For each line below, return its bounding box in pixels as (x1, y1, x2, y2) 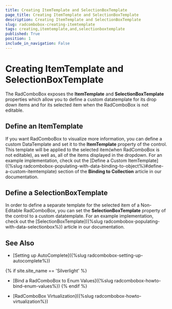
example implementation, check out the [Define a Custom (5, 157, 127, 163)
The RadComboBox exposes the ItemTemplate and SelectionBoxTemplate (5, 91, 164, 97)
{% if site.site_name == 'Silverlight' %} (5, 267, 87, 274)
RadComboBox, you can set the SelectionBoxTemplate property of (23, 208, 166, 214)
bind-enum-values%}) (12, 283, 61, 290)
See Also (5, 239, 34, 248)
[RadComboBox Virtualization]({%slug (12, 293, 94, 299)
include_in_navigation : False (5, 41, 70, 46)
